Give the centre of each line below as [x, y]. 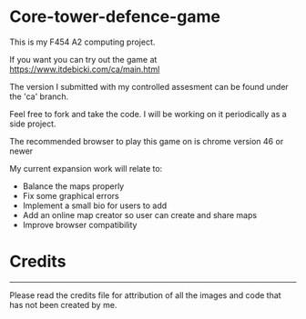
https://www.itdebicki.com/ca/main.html [85, 69]
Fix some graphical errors [71, 195]
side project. [33, 124]
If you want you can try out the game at [83, 59]
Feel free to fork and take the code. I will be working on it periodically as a [148, 114]
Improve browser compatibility [80, 224]
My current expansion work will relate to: [86, 168]
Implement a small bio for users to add [95, 205]
